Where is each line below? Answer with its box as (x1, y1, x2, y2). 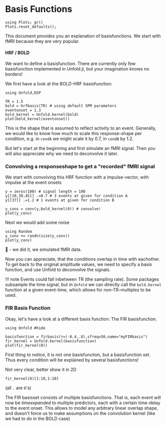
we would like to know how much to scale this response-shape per (5, 131, 142, 137)
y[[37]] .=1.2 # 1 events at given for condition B (5, 198, 114, 203)
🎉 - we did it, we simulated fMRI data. (5, 247, 82, 253)
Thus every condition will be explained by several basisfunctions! (5, 356, 139, 363)
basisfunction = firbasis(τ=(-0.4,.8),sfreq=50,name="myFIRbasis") (5, 334, 148, 339)
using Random (5, 229, 32, 234)
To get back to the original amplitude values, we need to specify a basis (5, 262, 153, 268)
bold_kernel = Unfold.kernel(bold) (5, 112, 79, 117)
